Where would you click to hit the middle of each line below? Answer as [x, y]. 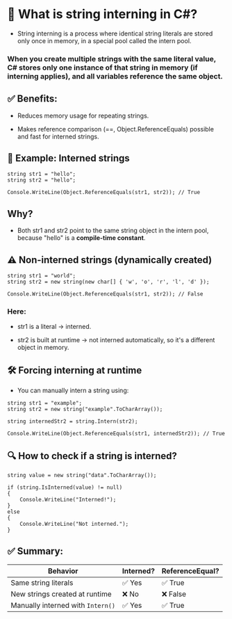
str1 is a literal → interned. [54, 327]
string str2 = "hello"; [42, 180]
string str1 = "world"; [42, 276]
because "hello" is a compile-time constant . [81, 238]
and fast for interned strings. [58, 136]
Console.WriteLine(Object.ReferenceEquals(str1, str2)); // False [105, 294]
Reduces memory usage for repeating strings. [83, 115]
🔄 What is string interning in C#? [102, 14]
